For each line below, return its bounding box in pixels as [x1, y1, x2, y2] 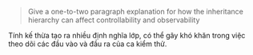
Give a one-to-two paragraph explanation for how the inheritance [27, 7, 244, 16]
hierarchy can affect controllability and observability [27, 15, 200, 25]
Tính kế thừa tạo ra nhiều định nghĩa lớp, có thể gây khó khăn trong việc [8, 31, 246, 40]
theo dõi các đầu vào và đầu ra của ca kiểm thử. [8, 39, 167, 49]
